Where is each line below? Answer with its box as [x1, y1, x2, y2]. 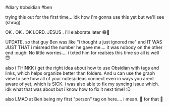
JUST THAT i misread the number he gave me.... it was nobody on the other [5, 44, 163, 50]
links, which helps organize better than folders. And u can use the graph [5, 70, 155, 76]
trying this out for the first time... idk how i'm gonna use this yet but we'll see [5, 14, 164, 20]
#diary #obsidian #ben [5, 5, 52, 10]
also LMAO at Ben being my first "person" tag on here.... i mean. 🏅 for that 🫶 [5, 96, 163, 102]
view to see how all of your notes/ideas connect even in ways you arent [5, 76, 154, 81]
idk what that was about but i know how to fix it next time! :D [5, 86, 131, 92]
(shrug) [5, 20, 21, 25]
